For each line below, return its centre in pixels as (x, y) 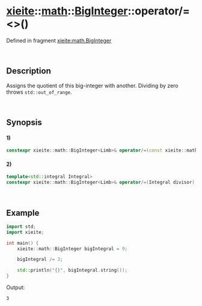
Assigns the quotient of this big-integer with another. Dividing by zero (92, 85)
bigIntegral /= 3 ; (40, 260)
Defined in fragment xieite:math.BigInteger (59, 40)
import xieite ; (25, 232)
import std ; (21, 227)
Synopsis (24, 122)
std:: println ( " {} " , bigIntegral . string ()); (72, 271)
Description (29, 71)
